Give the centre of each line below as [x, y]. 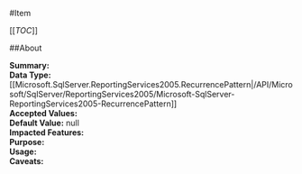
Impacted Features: [46, 133]
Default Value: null [44, 123]
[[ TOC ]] [23, 30]
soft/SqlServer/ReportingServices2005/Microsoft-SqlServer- [122, 94]
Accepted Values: [44, 113]
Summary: [29, 65]
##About [26, 48]
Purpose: [27, 142]
